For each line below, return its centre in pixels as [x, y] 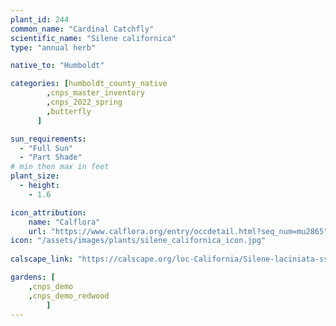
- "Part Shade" [51, 157]
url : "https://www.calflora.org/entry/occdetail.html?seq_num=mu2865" [178, 231]
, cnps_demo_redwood [69, 296]
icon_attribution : [48, 212]
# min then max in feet [60, 167]
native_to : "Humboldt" [57, 66]
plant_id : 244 [40, 19]
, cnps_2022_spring [84, 102]
